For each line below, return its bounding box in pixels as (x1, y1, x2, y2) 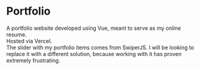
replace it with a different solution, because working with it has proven (6, 50, 182, 57)
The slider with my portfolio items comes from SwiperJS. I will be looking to (6, 44, 195, 51)
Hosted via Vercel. (6, 37, 53, 44)
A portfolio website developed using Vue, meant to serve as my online (6, 24, 181, 32)
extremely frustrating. (6, 57, 61, 64)
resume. (6, 30, 27, 38)
